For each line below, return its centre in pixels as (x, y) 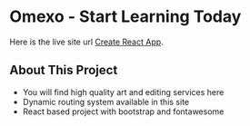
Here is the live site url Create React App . (86, 42)
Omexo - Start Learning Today (125, 17)
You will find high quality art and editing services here (123, 92)
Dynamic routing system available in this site (106, 102)
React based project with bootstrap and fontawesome (123, 111)
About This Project (64, 70)
